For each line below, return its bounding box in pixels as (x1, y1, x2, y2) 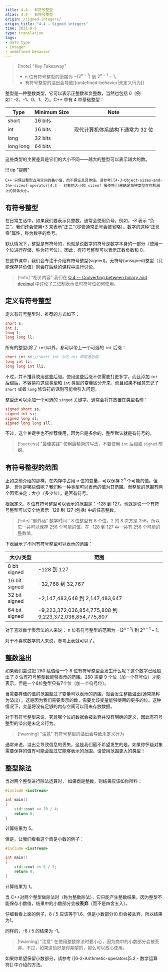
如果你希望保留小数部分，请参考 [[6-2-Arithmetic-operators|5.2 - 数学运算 (5, 955, 158, 961)
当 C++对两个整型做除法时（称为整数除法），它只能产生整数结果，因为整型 (5, 894, 158, 900)
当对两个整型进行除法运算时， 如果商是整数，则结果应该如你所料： (5, 778, 142, 784)
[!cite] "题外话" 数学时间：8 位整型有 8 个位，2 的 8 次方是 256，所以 (17, 517, 160, 523)
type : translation (5, 31, 43, 36)
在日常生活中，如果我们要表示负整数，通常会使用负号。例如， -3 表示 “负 (5, 217, 154, 223)
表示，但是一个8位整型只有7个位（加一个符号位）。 (5, 680, 109, 686)
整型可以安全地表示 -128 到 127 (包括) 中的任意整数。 (9, 507, 118, 513)
